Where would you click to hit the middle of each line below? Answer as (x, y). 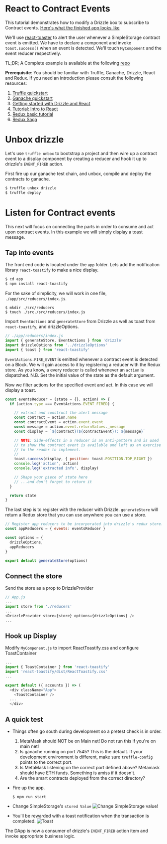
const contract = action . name (45, 418)
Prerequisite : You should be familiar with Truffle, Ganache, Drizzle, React (80, 72)
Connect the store (34, 576)
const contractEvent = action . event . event (59, 422)
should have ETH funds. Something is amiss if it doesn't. (78, 773)
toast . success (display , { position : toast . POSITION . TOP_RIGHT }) (83, 459)
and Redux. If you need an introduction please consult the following (74, 78)
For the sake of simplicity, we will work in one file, (56, 293)
